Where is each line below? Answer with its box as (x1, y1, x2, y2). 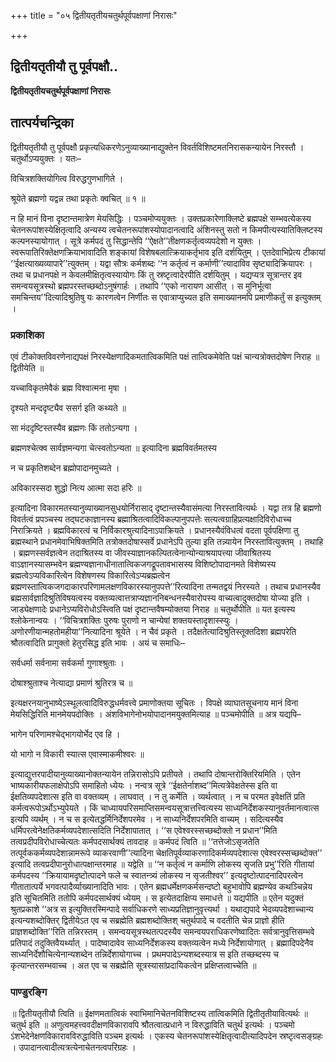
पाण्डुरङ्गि (10, 985, 48, 999)
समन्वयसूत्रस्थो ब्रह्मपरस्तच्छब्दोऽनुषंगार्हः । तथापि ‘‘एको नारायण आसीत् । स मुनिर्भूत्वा (10, 280, 272, 292)
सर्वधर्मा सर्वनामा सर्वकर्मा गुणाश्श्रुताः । (10, 656, 125, 669)
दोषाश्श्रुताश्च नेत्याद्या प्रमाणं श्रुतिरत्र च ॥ (10, 676, 133, 689)
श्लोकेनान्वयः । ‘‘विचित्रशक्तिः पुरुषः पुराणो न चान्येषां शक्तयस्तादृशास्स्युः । (10, 614, 239, 626)
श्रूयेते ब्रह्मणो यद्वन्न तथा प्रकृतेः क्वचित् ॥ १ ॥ (10, 192, 146, 204)
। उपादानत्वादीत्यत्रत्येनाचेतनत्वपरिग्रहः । (10, 1041, 137, 1054)
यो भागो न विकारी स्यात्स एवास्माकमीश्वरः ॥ (10, 748, 145, 760)
